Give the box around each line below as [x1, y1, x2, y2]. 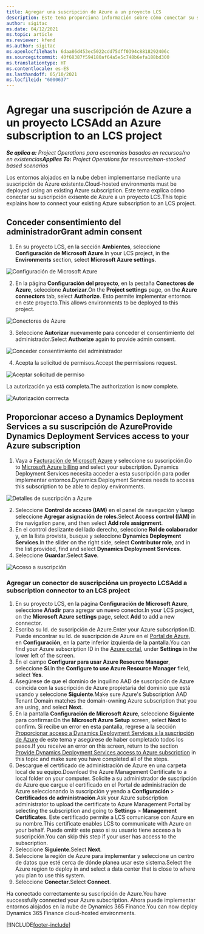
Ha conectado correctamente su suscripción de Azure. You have [6, 890, 167, 897]
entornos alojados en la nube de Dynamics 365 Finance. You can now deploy [6, 902, 198, 910]
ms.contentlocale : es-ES [6, 65, 69, 72]
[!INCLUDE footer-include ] [6, 921, 71, 929]
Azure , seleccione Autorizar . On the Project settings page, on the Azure [15, 286, 197, 293]
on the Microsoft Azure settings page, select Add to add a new [15, 613, 175, 620]
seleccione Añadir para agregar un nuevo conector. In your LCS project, [15, 606, 194, 614]
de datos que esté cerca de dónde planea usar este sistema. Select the [15, 859, 192, 866]
